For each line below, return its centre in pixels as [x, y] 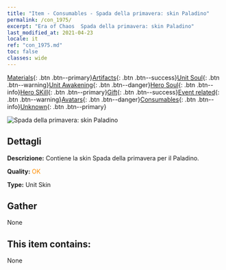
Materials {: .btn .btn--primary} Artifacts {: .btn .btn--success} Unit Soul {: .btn [114, 77]
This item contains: [49, 244]
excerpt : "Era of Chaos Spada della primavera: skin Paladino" [101, 26]
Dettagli [24, 142]
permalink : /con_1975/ [39, 20]
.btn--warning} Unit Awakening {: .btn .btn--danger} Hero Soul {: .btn [101, 85]
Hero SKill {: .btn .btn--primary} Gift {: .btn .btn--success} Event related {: [120, 92]
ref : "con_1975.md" [35, 45]
